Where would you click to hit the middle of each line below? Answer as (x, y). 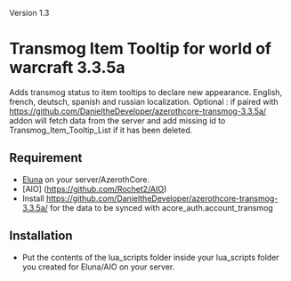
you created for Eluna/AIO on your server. (98, 267)
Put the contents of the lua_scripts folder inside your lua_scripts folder (150, 257)
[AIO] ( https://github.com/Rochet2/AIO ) (94, 189)
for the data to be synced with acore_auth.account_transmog (162, 207)
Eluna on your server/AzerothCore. (85, 179)
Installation (41, 236)
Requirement (46, 158)
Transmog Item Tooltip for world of (140, 49)
